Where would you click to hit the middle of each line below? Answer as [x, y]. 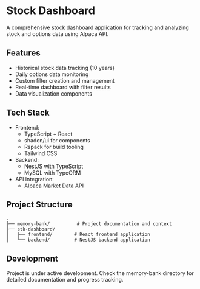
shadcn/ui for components [57, 140]
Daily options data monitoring [52, 74]
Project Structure [39, 204]
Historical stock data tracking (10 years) [65, 68]
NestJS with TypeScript [54, 166]
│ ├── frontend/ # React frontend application [78, 235]
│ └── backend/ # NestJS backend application [78, 240]
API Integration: [35, 179]
